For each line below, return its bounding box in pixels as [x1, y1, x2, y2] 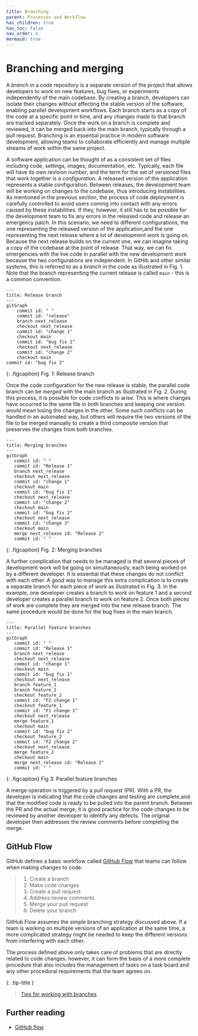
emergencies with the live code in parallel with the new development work [6, 250, 187, 257]
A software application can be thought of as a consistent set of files [6, 155, 171, 163]
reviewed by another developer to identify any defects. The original [6, 812, 170, 819]
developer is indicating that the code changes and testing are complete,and [6, 793, 190, 800]
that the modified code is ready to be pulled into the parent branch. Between [6, 799, 193, 807]
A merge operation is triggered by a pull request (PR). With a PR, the [6, 786, 173, 793]
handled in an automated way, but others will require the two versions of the [6, 413, 191, 420]
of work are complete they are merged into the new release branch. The [6, 601, 181, 608]
